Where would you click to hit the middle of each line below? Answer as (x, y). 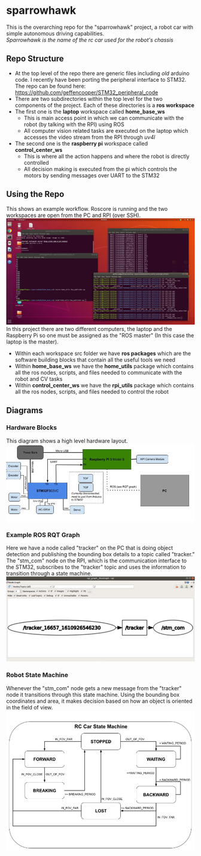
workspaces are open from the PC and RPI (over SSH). (74, 215)
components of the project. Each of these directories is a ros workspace (104, 105)
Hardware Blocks (32, 428)
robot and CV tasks (39, 379)
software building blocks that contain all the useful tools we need (95, 360)
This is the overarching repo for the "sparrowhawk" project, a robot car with (100, 27)
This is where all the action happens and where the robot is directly (106, 156)
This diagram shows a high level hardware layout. (67, 441)
